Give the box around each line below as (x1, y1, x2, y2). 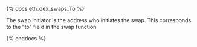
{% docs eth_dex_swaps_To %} (6, 5, 85, 12)
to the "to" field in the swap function (6, 23, 97, 30)
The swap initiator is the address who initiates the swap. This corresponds (6, 17, 192, 23)
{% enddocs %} (6, 35, 47, 42)
